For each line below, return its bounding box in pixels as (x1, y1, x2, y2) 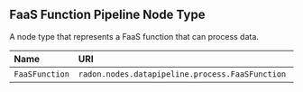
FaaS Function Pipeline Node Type (9, 7, 206, 23)
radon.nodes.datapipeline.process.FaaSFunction (78, 69, 287, 79)
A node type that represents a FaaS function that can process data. (9, 31, 260, 41)
